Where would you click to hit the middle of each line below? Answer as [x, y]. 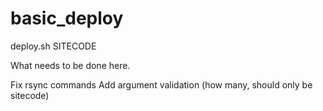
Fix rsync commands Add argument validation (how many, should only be [161, 84]
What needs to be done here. [70, 65]
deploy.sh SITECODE [53, 46]
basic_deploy [67, 18]
